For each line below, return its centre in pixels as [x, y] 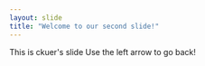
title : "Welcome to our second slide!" [84, 26]
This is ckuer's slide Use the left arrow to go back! [103, 52]
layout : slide [36, 18]
